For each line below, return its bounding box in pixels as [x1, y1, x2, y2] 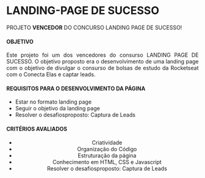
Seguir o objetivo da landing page [15, 105, 101, 112]
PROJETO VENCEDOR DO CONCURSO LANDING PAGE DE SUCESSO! [6, 24, 182, 31]
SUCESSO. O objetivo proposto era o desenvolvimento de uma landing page [6, 58, 199, 65]
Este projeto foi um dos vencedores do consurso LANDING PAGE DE [6, 51, 199, 59]
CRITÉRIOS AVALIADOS [6, 125, 68, 132]
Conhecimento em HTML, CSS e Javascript [52, 158, 162, 165]
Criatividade [92, 138, 123, 146]
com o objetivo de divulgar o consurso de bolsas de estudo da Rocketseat [6, 65, 199, 72]
